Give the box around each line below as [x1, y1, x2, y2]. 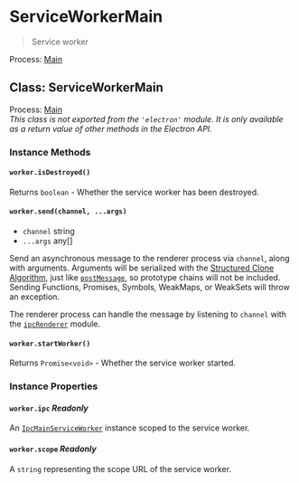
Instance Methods [9, 146, 91, 158]
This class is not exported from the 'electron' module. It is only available [9, 113, 284, 124]
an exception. [9, 291, 61, 302]
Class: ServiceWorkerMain [9, 80, 164, 96]
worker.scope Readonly [9, 443, 97, 454]
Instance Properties [9, 380, 98, 393]
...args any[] [22, 235, 73, 246]
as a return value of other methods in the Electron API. [9, 123, 212, 134]
